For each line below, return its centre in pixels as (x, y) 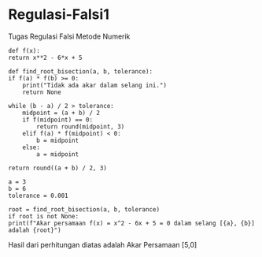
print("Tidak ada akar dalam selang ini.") (95, 85)
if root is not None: (44, 216)
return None (42, 92)
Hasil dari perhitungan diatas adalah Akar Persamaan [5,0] (103, 244)
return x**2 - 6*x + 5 (45, 58)
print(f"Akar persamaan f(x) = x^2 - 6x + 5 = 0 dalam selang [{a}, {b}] (132, 223)
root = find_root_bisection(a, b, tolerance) (84, 209)
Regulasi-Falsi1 (59, 15)
